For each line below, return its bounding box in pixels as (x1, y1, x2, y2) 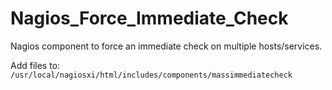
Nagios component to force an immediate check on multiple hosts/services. (10, 40, 323, 52)
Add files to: (10, 59, 61, 71)
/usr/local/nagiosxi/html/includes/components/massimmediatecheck (10, 70, 293, 80)
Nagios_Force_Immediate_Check (10, 7, 289, 30)
